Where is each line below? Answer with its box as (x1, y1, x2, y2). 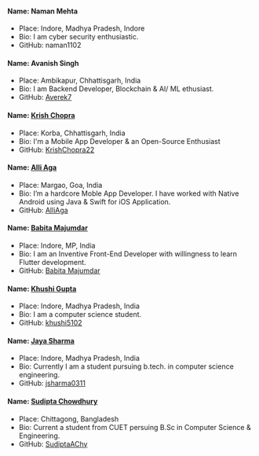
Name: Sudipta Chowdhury (7, 397, 98, 406)
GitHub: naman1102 (18, 40, 82, 50)
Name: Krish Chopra (7, 111, 75, 120)
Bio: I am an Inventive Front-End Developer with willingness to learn (18, 249, 237, 259)
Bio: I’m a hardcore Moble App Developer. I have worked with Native (18, 189, 239, 198)
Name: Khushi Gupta (7, 284, 77, 293)
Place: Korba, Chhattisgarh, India (18, 128, 126, 138)
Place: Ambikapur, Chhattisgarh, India (18, 75, 141, 86)
